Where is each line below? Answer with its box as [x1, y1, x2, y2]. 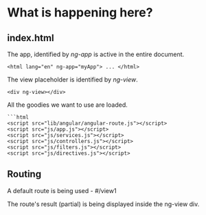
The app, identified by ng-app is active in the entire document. [7, 50, 185, 58]
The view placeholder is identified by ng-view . [7, 75, 139, 84]
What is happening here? [7, 5, 153, 21]
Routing [7, 168, 42, 180]
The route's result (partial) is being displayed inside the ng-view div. [7, 200, 200, 208]
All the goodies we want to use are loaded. [7, 101, 128, 109]
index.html [7, 32, 54, 44]
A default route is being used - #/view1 [7, 186, 117, 194]
